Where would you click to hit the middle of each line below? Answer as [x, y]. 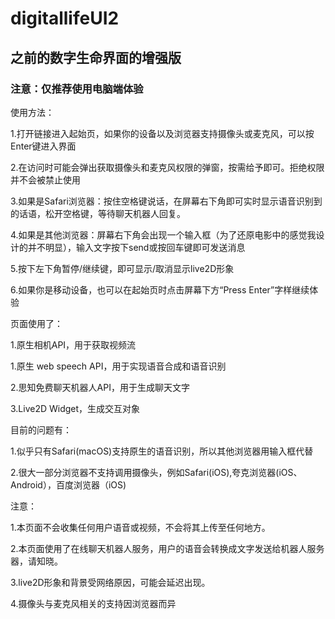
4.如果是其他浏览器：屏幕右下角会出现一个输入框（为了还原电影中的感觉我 [163, 234]
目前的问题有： [41, 429]
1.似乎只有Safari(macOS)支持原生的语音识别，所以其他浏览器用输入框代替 [162, 451]
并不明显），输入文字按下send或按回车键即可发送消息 [136, 247]
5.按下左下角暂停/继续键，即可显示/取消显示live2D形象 [122, 268]
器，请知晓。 [36, 561]
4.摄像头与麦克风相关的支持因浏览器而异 [93, 603]
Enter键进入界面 [43, 146]
